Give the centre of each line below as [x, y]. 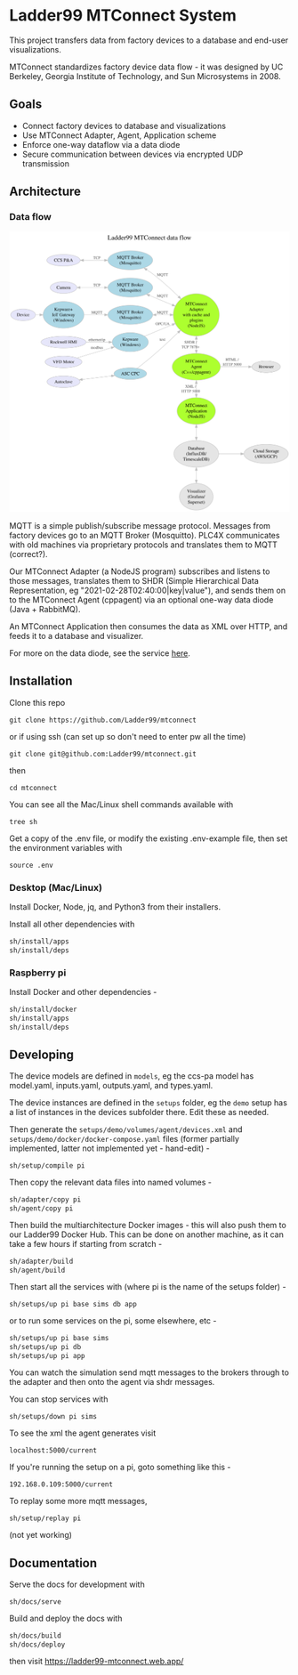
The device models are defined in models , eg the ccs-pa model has [132, 1076]
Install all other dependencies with [72, 924]
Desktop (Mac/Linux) [56, 887]
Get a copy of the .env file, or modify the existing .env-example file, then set [149, 838]
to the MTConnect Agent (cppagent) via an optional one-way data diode [141, 599]
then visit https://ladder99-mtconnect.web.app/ [97, 1661]
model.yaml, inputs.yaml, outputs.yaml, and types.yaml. [111, 1086]
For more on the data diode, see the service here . [100, 653]
